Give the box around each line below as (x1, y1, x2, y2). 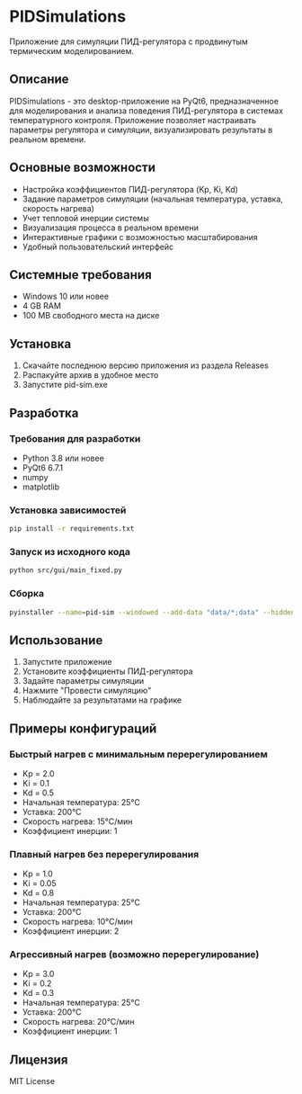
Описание (9, 72, 69, 87)
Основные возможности (9, 160, 155, 175)
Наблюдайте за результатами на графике (22, 695, 182, 705)
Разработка (9, 405, 79, 420)
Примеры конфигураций (9, 721, 157, 736)
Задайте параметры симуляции (22, 676, 145, 686)
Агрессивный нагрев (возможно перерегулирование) (9, 948, 260, 961)
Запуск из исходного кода (9, 545, 131, 558)
